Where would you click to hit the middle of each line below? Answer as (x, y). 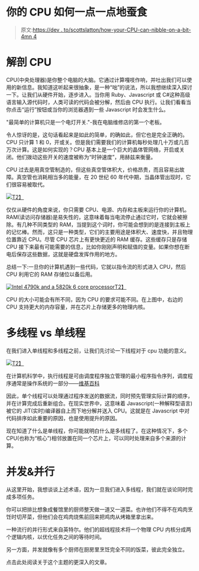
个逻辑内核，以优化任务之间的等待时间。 (55, 537)
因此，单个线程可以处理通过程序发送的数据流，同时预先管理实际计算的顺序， (99, 396)
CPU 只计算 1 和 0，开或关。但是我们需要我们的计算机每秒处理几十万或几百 (98, 142)
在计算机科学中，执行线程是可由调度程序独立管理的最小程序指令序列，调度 (97, 376)
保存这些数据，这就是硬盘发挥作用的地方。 (68, 254)
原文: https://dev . (41, 30)
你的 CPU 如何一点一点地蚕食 (77, 12)
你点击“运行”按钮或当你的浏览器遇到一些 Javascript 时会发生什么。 (87, 109)
